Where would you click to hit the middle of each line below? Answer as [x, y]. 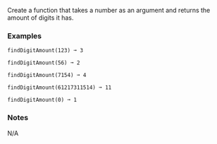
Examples [25, 36]
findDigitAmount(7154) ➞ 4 [47, 76]
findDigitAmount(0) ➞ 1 [42, 100]
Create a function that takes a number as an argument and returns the [109, 10]
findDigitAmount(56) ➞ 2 [44, 63]
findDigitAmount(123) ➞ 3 [45, 51]
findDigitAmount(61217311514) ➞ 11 [60, 88]
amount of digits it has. [41, 18]
